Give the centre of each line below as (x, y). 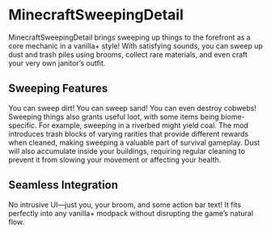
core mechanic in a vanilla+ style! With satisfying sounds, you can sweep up (135, 45)
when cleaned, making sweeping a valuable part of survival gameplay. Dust (134, 142)
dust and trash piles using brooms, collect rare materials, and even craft (128, 54)
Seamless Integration (64, 185)
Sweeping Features (58, 89)
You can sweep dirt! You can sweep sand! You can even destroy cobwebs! (133, 108)
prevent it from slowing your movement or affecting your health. (115, 159)
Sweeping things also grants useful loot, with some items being (114, 116)
